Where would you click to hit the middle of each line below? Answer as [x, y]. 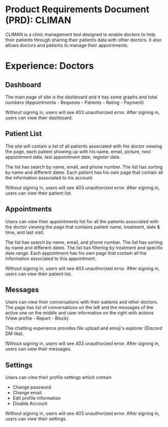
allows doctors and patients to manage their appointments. [67, 45]
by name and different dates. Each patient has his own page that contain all [84, 172]
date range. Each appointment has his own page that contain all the [76, 253]
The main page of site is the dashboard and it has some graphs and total [81, 97]
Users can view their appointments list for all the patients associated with [82, 221]
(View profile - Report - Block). [37, 318]
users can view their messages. [39, 349]
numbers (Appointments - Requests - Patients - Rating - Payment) [75, 102]
